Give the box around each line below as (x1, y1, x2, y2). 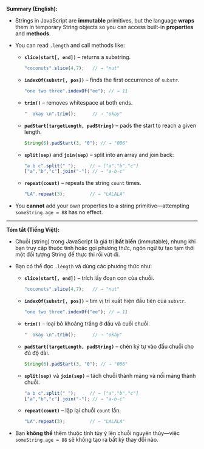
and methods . (15, 30, 51, 37)
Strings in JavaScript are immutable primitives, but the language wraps (15, 17, 195, 24)
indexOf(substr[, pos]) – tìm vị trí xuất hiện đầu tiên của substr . (24, 298, 186, 304)
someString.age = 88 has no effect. (15, 209, 103, 216)
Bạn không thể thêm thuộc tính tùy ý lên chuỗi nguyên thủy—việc (15, 430, 180, 437)
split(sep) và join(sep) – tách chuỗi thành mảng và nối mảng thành (24, 372, 196, 379)
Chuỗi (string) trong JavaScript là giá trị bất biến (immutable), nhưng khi (15, 238, 196, 245)
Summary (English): (6, 5, 58, 12)
